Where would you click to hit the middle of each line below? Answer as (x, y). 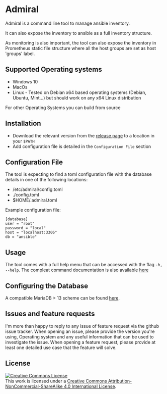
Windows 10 (25, 81)
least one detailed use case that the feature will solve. (61, 348)
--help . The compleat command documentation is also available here (77, 270)
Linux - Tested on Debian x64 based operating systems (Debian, (79, 92)
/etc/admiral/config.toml (37, 189)
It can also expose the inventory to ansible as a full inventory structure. (79, 33)
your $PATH (24, 141)
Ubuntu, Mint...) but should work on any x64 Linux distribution (77, 97)
